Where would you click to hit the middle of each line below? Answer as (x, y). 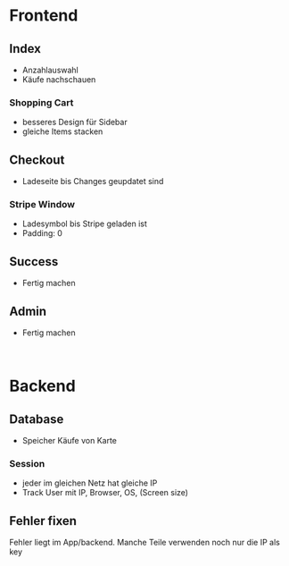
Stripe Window (42, 205)
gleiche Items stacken (62, 131)
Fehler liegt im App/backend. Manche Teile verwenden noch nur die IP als (145, 543)
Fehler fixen (43, 521)
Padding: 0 (42, 233)
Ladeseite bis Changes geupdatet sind (93, 182)
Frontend (44, 16)
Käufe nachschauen (59, 80)
